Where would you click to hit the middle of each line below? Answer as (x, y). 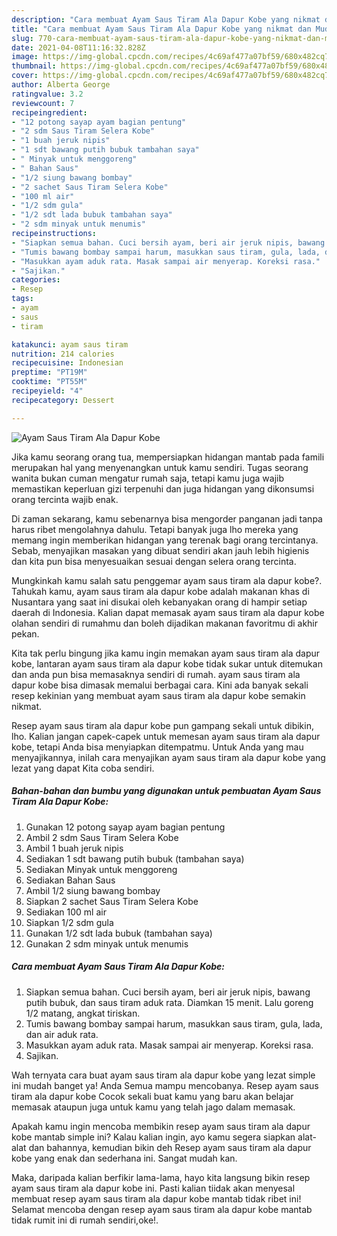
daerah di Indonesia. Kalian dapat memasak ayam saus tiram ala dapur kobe (168, 612)
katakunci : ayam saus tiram (70, 344)
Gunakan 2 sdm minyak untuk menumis (107, 943)
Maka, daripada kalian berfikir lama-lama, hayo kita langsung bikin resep (161, 1177)
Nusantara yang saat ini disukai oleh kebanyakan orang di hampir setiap (159, 602)
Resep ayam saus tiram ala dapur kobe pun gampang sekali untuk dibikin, (162, 725)
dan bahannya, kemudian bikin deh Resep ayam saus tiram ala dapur (170, 1147)
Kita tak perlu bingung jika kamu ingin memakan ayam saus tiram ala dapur (166, 653)
